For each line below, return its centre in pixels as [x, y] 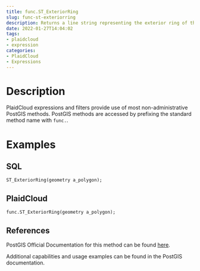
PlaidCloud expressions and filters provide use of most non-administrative [97, 107]
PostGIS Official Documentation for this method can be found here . [88, 245]
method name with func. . [37, 121]
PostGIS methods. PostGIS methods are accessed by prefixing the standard [99, 114]
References [28, 230]
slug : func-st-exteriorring [41, 17]
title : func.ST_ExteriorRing [42, 12]
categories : [21, 51]
